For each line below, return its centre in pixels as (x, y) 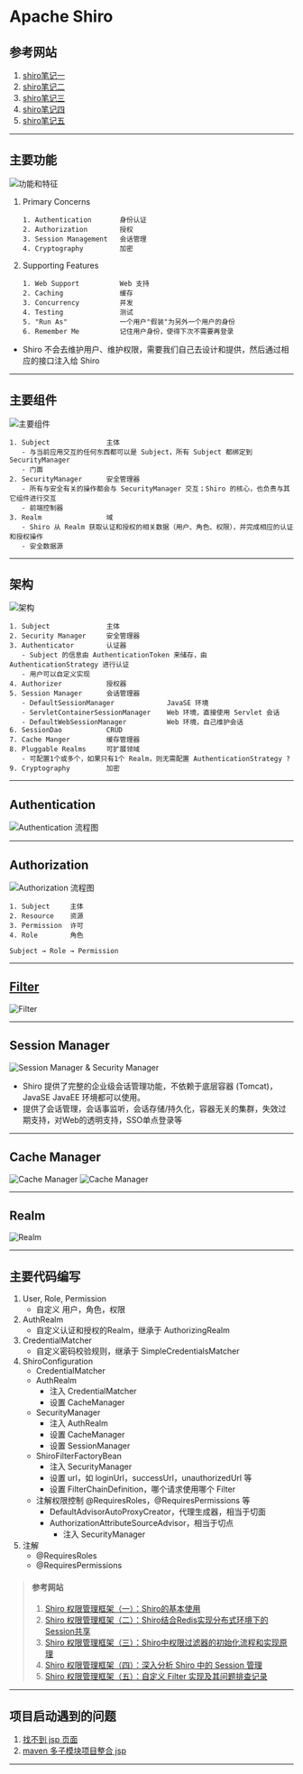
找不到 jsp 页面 (50, 1740)
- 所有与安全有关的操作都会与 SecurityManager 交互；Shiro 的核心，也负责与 (152, 489)
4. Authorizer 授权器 (68, 684)
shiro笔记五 (44, 120)
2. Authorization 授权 (78, 229)
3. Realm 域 (61, 517)
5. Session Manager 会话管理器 (75, 694)
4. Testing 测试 (78, 312)
